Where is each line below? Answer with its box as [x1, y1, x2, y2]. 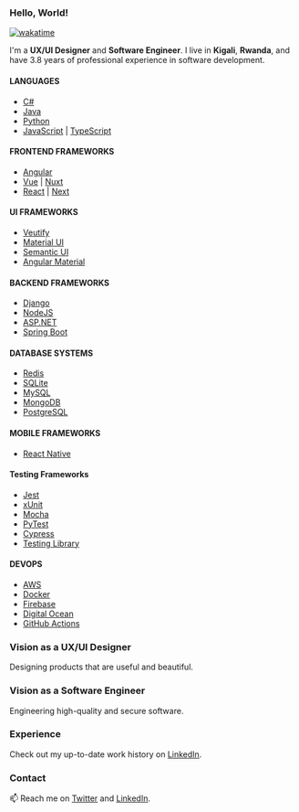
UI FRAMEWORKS [9, 207, 79, 218]
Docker [22, 588, 51, 600]
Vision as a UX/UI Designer [9, 640, 132, 653]
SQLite [22, 378, 48, 389]
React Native [22, 448, 71, 459]
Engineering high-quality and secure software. [9, 705, 184, 716]
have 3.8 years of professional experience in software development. [9, 55, 265, 66]
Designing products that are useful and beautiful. [9, 661, 194, 673]
